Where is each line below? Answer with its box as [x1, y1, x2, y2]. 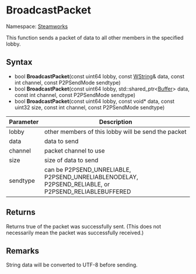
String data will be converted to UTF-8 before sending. [6, 261, 138, 269]
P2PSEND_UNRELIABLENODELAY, [44, 173, 139, 181]
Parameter [9, 117, 39, 126]
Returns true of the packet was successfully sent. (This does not [6, 223, 162, 230]
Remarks [6, 246, 40, 256]
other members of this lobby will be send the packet [44, 127, 187, 136]
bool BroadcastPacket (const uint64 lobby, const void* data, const [14, 98, 175, 105]
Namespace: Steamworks [6, 23, 68, 30]
